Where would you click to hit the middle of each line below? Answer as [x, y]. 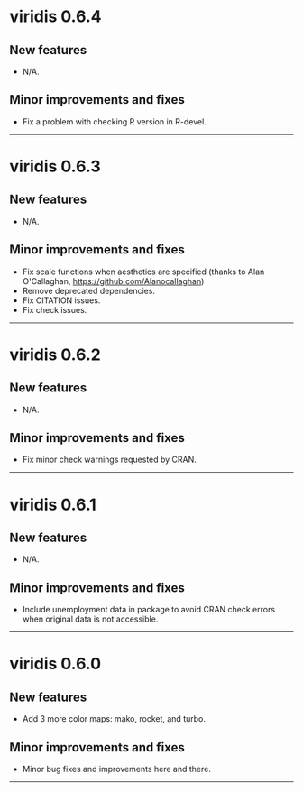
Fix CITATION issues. [61, 300]
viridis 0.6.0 [55, 664]
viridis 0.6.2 [55, 355]
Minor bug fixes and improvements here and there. [117, 769]
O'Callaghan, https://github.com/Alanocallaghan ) [113, 281]
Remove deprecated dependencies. [89, 290]
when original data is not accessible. [90, 619]
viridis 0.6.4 [55, 17]
